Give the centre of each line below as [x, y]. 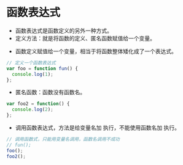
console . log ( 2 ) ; [33, 110]
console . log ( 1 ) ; [33, 74]
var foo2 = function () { [38, 104]
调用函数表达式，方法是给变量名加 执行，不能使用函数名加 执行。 [97, 128]
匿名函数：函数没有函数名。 [50, 92]
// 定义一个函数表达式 [31, 63]
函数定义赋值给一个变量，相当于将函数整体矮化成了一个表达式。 [96, 51]
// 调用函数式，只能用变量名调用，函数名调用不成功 [63, 139]
